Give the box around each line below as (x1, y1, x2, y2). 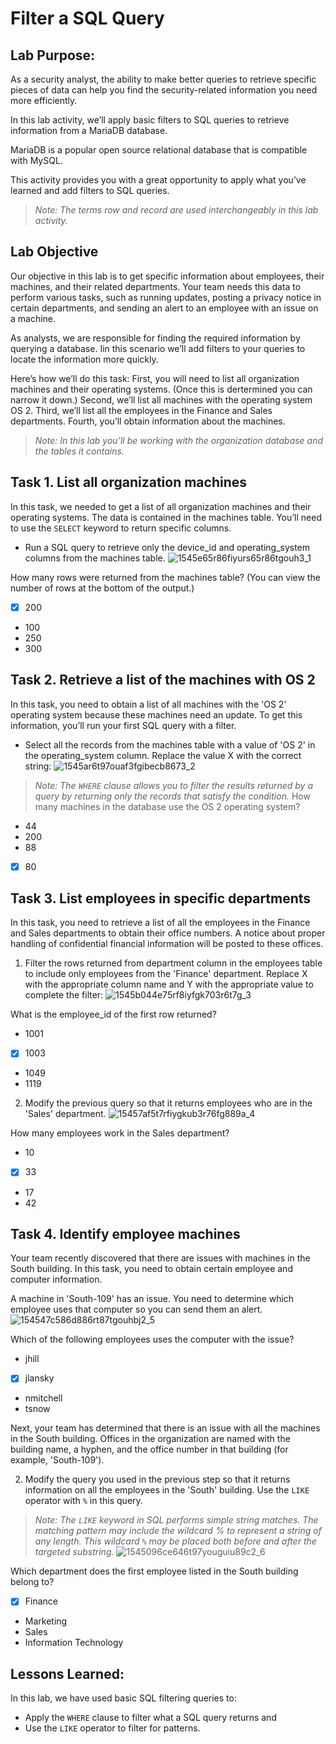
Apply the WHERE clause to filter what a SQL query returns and (24, 1712, 277, 1724)
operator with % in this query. (24, 1495, 143, 1507)
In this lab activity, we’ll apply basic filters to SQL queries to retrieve (10, 114, 290, 126)
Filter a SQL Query (10, 7, 165, 30)
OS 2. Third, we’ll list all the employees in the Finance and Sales (10, 404, 273, 416)
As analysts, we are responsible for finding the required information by (10, 332, 301, 344)
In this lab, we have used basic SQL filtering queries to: (10, 1692, 237, 1704)
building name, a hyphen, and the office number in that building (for (10, 1443, 289, 1456)
